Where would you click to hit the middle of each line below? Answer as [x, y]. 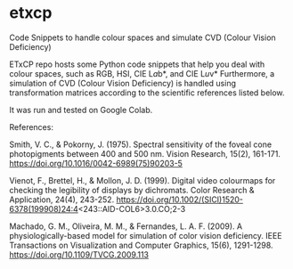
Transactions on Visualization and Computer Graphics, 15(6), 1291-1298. [141, 245]
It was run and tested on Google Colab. [81, 110]
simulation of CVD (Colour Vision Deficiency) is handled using [122, 83]
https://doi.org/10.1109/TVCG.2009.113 [79, 254]
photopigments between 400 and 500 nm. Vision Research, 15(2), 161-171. [145, 153]
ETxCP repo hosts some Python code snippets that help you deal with [137, 64]
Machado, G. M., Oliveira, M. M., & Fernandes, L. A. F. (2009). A [126, 226]
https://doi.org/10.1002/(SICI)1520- [179, 200]
